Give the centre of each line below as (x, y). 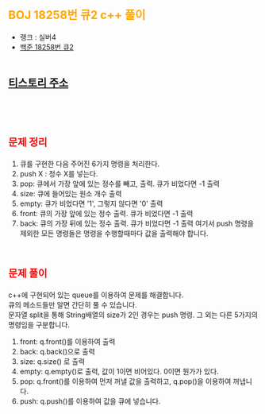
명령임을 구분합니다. (39, 324)
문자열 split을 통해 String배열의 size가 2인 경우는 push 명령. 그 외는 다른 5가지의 (133, 315)
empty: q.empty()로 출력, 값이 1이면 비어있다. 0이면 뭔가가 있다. (119, 371)
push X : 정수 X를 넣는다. (59, 173)
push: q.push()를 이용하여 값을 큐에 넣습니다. (90, 401)
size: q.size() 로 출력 (52, 361)
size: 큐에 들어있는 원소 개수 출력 (71, 193)
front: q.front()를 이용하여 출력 (67, 341)
